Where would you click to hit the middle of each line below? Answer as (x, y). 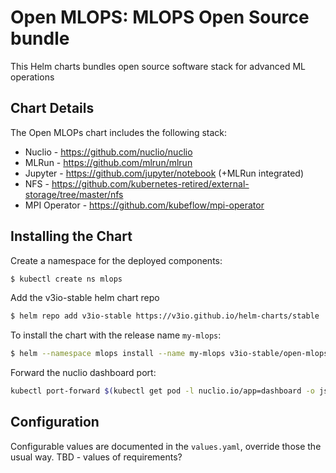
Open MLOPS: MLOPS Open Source (160, 17)
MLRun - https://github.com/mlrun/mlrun (108, 162)
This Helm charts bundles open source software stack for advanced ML (158, 66)
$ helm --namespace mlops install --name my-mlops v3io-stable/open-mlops (169, 354)
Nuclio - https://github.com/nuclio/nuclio (108, 152)
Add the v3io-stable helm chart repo (85, 298)
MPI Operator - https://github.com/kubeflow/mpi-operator (144, 205)
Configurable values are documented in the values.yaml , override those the (166, 446)
